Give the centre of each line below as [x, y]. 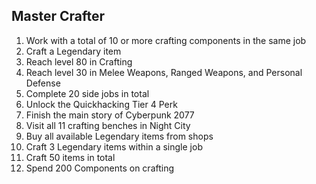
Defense [43, 83]
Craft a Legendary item [73, 51]
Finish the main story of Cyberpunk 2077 [110, 115]
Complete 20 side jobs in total [87, 93]
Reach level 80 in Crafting [79, 61]
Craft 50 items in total [70, 157]
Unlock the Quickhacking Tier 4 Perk [101, 104]
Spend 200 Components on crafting [100, 168]
